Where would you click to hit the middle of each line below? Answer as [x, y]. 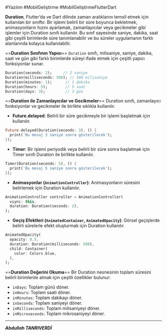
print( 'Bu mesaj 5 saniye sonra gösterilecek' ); [61, 168]
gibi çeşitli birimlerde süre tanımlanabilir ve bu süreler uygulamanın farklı [79, 38]
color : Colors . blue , [35, 253]
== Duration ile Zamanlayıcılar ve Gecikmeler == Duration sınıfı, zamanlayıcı [83, 101]
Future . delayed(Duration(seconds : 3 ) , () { [51, 130]
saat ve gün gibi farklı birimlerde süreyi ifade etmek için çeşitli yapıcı [75, 58]
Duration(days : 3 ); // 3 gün [44, 91]
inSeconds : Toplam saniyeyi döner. [47, 303]
